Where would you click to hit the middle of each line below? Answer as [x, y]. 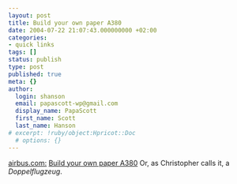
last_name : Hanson [46, 126]
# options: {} [38, 140]
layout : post [30, 15]
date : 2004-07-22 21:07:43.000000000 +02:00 [83, 30]
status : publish [35, 60]
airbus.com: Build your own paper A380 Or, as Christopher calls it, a [119, 163]
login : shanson [40, 96]
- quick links [32, 45]
